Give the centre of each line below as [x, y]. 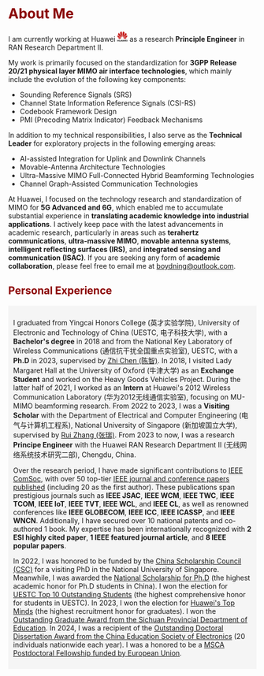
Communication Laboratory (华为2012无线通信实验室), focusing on [121, 397]
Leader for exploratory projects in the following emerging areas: [112, 143]
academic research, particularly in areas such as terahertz [104, 232]
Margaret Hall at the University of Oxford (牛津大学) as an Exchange [124, 370]
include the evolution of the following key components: [97, 79]
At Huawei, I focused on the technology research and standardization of [125, 199]
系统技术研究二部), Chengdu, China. [78, 455]
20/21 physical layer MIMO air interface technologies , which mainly [120, 71]
